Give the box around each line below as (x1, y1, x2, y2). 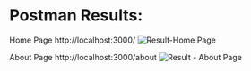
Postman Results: (9, 5, 143, 26)
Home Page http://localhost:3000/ (9, 35, 136, 45)
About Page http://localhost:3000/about (9, 51, 157, 62)
